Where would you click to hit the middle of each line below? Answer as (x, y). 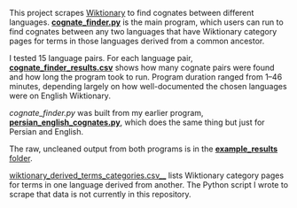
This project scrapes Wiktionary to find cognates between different (132, 13)
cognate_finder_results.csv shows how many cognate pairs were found (142, 67)
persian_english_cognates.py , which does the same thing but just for (137, 122)
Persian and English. (47, 131)
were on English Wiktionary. (60, 96)
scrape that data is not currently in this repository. (101, 194)
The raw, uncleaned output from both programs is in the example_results (144, 149)
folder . (21, 158)
